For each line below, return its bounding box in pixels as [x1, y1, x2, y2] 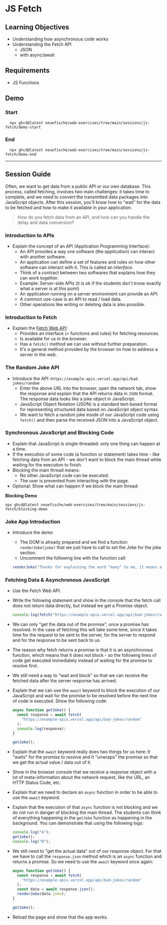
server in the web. [19, 352, 57, 358]
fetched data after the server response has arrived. [12, 678, 117, 684]
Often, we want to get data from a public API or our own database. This [5, 183, 151, 189]
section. [19, 550, 36, 556]
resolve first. [12, 663, 38, 669]
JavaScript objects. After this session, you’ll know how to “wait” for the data [5, 199, 161, 205]
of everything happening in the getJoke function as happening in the [12, 815, 153, 821]
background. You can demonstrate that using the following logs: [12, 820, 144, 826]
